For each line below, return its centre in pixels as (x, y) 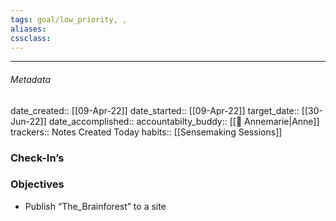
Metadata (30, 79)
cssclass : (31, 38)
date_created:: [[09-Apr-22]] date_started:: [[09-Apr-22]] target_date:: (155, 110)
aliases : (28, 29)
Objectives (37, 184)
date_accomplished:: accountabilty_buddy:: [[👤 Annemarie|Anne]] (184, 121)
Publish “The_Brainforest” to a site (95, 206)
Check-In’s (37, 158)
